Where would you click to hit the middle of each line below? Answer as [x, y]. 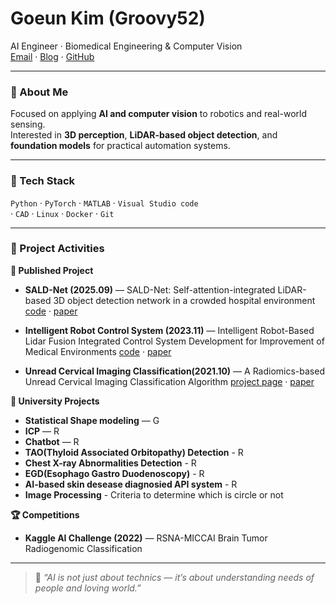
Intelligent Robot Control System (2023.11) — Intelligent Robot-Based [169, 330]
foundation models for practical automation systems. [120, 146]
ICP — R [42, 431]
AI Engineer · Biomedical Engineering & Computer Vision [126, 46]
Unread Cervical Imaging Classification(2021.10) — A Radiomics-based [174, 371]
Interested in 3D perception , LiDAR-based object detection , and [144, 135]
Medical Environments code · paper [98, 351]
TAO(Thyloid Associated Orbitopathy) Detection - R [134, 452]
